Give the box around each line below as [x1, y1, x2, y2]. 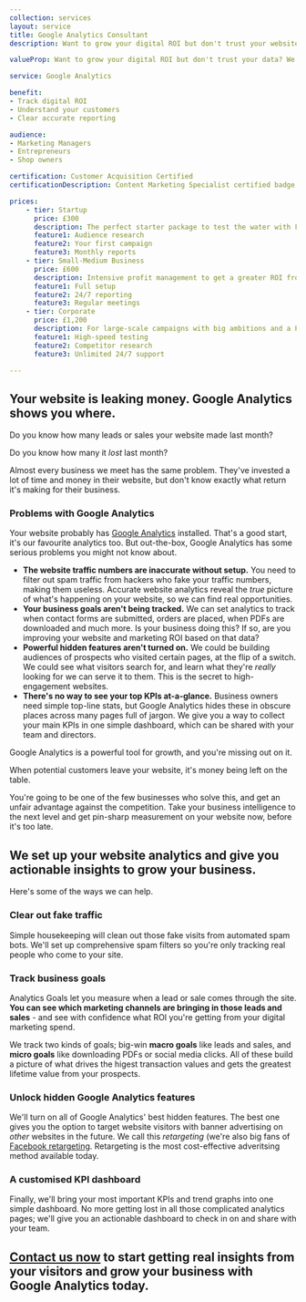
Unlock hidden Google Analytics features [9, 1090, 196, 1103]
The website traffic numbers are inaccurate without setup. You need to [22, 564, 296, 575]
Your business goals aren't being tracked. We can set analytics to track [22, 604, 296, 615]
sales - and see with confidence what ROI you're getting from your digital [9, 1011, 285, 1022]
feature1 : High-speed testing [33, 332, 148, 342]
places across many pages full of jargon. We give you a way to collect [22, 710, 285, 721]
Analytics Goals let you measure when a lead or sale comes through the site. [9, 992, 297, 1003]
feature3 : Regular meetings [33, 298, 141, 308]
